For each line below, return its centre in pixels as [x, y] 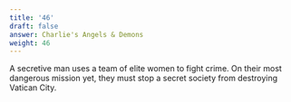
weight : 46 [30, 43]
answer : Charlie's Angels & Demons [77, 34]
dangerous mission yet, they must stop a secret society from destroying [144, 79]
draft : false [34, 26]
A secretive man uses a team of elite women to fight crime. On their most [146, 69]
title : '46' [32, 18]
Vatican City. [33, 88]
